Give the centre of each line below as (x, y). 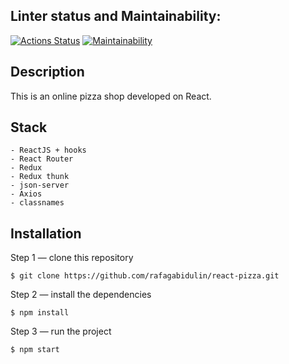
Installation (46, 233)
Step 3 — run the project (61, 331)
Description (47, 72)
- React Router (42, 159)
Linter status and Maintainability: (116, 16)
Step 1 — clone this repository (72, 258)
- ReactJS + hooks (48, 150)
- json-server (40, 185)
